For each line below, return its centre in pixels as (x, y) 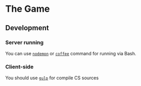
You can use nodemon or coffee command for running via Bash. (71, 53)
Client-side (19, 67)
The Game (28, 9)
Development (27, 28)
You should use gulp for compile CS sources (52, 78)
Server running (25, 42)
